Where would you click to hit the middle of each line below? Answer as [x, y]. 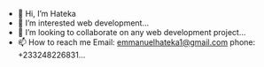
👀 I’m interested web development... [83, 23]
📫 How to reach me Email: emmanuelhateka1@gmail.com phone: [136, 42]
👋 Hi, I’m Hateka [47, 14]
